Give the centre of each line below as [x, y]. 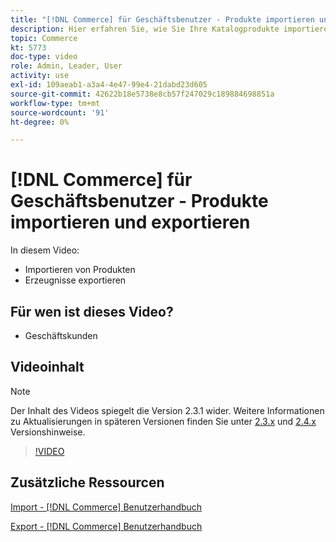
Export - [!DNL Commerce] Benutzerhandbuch [106, 526]
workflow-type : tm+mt [55, 103]
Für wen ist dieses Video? [92, 311]
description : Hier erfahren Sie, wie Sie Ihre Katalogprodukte [145, 29]
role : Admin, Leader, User [66, 66]
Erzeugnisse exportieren [75, 280]
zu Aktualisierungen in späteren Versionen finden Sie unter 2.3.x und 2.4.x [163, 421]
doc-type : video [44, 57]
